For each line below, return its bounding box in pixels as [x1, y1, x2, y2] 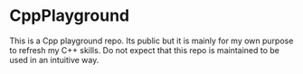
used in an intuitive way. [9, 54, 99, 65]
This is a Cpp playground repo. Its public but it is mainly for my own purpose [9, 35, 294, 46]
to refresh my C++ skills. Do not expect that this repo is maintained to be [9, 44, 280, 55]
